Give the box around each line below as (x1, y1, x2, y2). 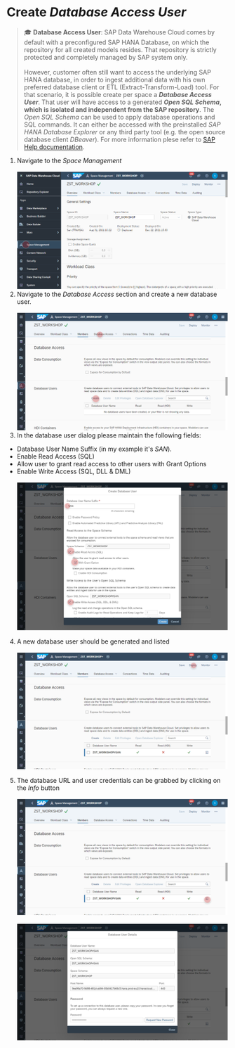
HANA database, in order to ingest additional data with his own (23, 75, 206, 84)
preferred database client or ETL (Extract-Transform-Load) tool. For (23, 82, 220, 91)
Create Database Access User (6, 4, 187, 20)
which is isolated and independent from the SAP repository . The (23, 105, 215, 113)
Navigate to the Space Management (16, 156, 122, 165)
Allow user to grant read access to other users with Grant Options (16, 459, 207, 468)
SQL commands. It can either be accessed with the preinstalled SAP (23, 120, 221, 129)
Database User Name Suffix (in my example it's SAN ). (16, 445, 173, 453)
